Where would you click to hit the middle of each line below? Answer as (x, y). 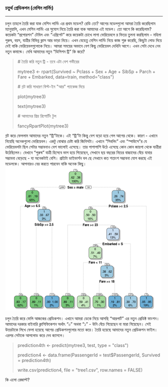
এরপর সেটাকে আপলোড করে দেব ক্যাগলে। (35, 335)
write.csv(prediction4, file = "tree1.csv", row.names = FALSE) (80, 370)
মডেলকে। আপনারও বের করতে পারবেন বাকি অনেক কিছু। (46, 164)
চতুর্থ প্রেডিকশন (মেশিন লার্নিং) (29, 8)
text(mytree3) (31, 106)
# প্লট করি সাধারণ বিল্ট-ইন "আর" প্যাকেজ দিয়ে (51, 86)
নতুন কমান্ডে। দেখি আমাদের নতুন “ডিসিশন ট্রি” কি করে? (45, 51)
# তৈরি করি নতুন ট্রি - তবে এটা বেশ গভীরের (48, 61)
